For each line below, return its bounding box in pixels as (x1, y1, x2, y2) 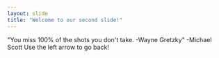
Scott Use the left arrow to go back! (7, 43, 110, 51)
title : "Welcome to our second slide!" (7, 17, 123, 23)
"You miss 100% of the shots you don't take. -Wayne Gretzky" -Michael (7, 35, 212, 43)
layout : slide (7, 10, 49, 17)
